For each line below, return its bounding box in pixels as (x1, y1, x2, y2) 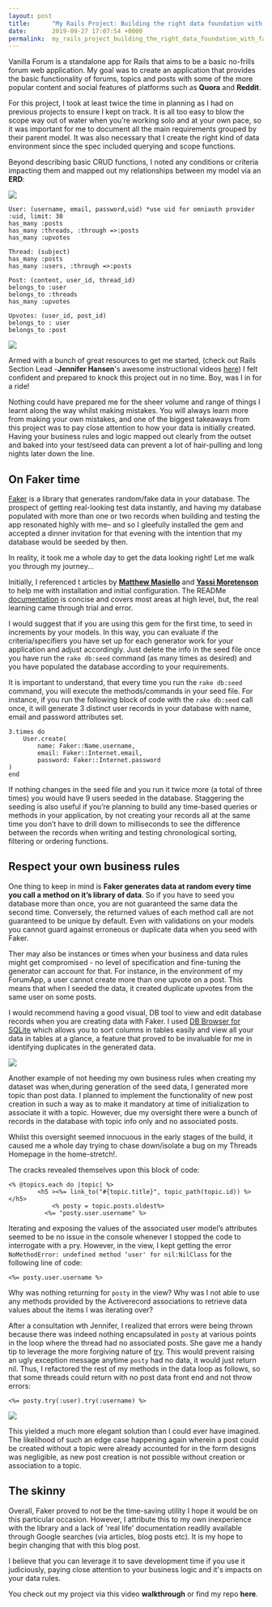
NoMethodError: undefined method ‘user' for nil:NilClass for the (8, 1249, 232, 1259)
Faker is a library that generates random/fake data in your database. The (8, 494, 250, 504)
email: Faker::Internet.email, (37, 749, 143, 757)
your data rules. (8, 1573, 61, 1583)
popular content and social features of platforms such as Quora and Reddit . (8, 83, 261, 93)
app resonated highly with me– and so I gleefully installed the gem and (8, 520, 244, 530)
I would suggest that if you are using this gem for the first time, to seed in (8, 618, 253, 629)
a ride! (8, 381, 30, 391)
